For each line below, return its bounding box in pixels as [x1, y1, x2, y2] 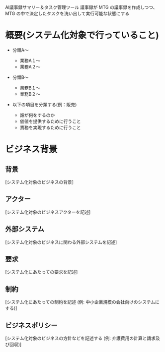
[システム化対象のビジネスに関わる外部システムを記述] [5, 239, 117, 245]
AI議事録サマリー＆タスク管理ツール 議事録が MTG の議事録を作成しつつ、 [5, 4, 158, 10]
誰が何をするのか [19, 112, 55, 118]
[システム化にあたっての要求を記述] [5, 269, 78, 275]
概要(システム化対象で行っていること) [5, 30, 159, 41]
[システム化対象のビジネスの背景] [5, 179, 74, 185]
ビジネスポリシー [5, 321, 58, 330]
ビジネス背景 [5, 144, 58, 155]
